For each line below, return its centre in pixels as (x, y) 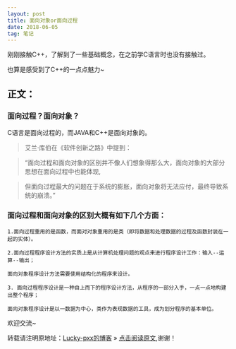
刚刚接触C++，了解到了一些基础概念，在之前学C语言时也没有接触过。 (108, 54)
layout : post (26, 14)
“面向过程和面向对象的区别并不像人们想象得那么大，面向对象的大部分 (125, 162)
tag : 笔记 (20, 34)
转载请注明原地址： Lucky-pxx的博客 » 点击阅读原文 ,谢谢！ (92, 338)
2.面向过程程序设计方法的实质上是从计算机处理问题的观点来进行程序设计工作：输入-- (113, 253)
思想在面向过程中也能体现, (62, 171)
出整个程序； (23, 295)
